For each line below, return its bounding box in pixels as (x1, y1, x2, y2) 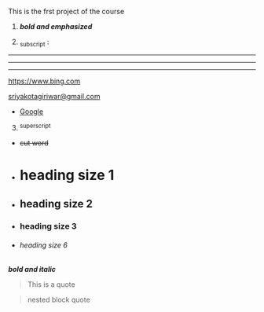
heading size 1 (19, 166, 115, 184)
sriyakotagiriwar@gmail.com (8, 91, 101, 101)
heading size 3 (19, 220, 77, 231)
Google (19, 106, 44, 116)
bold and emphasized (19, 22, 93, 31)
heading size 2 (19, 197, 93, 211)
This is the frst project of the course (8, 7, 125, 16)
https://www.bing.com (8, 76, 81, 86)
